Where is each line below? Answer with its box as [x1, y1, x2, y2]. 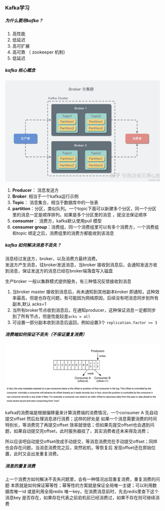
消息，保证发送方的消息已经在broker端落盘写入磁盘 [9, 268, 113, 273]
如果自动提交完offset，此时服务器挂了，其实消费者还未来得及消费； [13, 428, 151, 434]
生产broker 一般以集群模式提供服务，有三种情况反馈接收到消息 [5, 278, 132, 284]
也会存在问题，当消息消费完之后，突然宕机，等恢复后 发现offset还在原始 [5, 445, 151, 451]
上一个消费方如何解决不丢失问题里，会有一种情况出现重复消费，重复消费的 [5, 476, 156, 482]
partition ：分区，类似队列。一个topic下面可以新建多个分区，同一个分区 [12, 205, 157, 212]
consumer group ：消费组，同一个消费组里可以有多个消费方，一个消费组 [12, 224, 159, 230]
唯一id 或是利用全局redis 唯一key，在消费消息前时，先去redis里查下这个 [13, 488, 159, 494]
